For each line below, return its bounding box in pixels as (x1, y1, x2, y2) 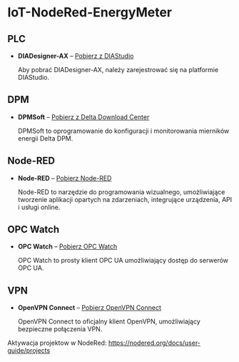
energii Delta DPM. (17, 134, 73, 143)
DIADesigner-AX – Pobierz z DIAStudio (17, 51, 134, 60)
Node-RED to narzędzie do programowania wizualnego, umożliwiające (17, 187, 225, 196)
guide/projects (7, 346, 51, 355)
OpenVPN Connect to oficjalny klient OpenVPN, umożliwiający (17, 317, 201, 326)
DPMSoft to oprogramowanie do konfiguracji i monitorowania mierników (17, 126, 230, 135)
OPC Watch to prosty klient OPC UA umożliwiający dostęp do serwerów (17, 256, 229, 265)
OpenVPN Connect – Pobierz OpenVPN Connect (17, 303, 162, 312)
